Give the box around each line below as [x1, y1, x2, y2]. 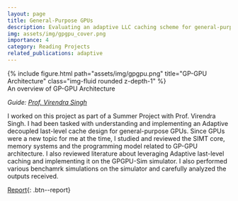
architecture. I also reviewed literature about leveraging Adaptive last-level [7, 149, 225, 158]
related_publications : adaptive [7, 50, 103, 57]
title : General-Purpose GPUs [7, 17, 93, 24]
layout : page [7, 10, 46, 18]
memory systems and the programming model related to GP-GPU [7, 142, 198, 150]
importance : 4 [7, 37, 50, 44]
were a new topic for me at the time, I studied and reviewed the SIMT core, [7, 134, 225, 142]
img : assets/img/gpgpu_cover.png [7, 30, 106, 38]
